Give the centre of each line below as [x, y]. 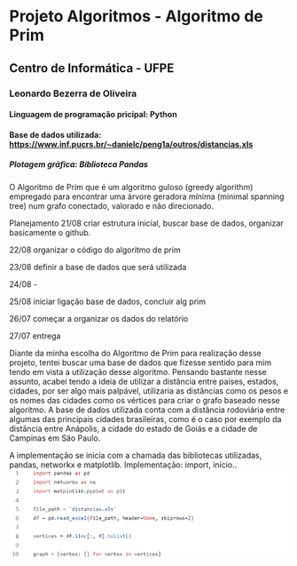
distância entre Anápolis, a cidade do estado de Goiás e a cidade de [133, 428]
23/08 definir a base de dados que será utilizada [98, 267]
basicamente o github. [50, 232]
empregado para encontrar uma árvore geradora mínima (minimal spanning [147, 196]
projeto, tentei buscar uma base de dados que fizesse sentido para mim [141, 363]
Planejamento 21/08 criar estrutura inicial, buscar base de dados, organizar [146, 223]
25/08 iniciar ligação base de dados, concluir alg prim [108, 301]
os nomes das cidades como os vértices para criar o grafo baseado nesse [145, 400]
